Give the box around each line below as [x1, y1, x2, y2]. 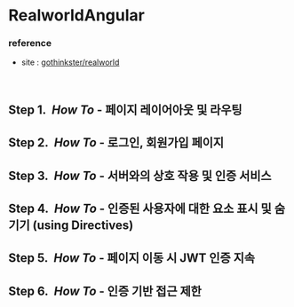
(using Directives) [32, 218, 134, 233]
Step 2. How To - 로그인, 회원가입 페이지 [8, 135, 224, 151]
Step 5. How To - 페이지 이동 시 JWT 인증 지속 [8, 250, 255, 266]
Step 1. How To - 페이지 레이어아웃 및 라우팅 [8, 102, 242, 117]
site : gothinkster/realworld [20, 57, 120, 67]
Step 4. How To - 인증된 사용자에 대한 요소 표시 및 [8, 201, 272, 216]
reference [8, 37, 52, 50]
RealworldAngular [8, 5, 146, 26]
